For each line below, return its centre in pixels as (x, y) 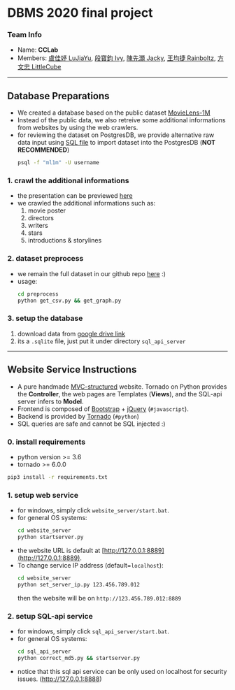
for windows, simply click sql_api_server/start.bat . (93, 631)
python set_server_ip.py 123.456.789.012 (78, 584)
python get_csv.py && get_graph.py (69, 301)
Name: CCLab (38, 50)
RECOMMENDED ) (43, 150)
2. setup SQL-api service (50, 616)
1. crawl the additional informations (68, 181)
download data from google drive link (71, 333)
